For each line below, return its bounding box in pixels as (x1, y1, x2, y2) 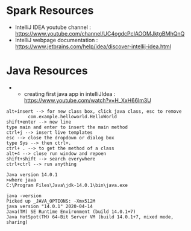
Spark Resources (6, 4, 94, 17)
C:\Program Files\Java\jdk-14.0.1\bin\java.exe (6, 182, 128, 188)
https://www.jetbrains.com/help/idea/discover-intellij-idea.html (14, 43, 172, 50)
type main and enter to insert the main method (6, 124, 128, 130)
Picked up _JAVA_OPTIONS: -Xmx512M (6, 198, 96, 204)
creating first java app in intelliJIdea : (23, 90, 116, 97)
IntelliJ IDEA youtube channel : (14, 24, 92, 31)
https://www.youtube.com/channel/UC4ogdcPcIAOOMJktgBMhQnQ (14, 30, 185, 37)
